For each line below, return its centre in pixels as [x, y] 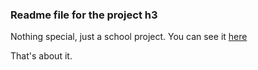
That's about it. [41, 56]
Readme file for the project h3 [84, 15]
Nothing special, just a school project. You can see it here [129, 37]
